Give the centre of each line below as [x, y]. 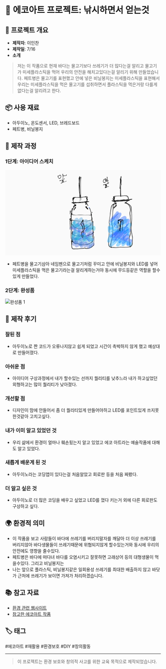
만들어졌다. [28, 352]
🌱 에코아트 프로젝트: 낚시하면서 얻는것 [77, 10]
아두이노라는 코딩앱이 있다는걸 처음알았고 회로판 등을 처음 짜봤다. [75, 474]
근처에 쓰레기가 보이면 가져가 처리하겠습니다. [61, 575]
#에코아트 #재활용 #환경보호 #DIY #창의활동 [48, 646]
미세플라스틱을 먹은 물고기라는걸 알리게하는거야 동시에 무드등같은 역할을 [82, 270]
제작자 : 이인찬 [26, 43]
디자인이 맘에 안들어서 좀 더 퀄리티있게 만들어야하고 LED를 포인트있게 [79, 410]
